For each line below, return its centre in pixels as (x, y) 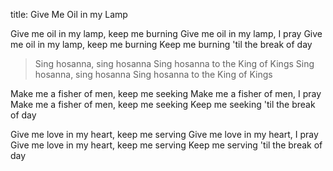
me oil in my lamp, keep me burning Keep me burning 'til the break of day (161, 44)
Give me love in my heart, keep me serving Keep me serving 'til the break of (166, 145)
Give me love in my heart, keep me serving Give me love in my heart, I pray (164, 134)
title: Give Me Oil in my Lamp (69, 14)
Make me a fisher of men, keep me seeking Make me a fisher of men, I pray (166, 93)
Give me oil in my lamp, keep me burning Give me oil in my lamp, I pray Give (166, 33)
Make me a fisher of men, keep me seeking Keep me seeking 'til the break (163, 104)
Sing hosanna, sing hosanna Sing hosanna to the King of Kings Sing (174, 63)
